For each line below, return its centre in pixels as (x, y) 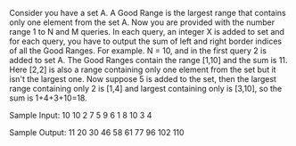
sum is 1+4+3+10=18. (48, 98)
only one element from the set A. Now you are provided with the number (142, 22)
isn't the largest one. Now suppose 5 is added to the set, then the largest (143, 79)
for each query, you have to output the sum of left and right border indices (146, 41)
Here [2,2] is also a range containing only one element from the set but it (143, 69)
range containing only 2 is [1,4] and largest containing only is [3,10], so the (146, 89)
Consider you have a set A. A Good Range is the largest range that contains (148, 13)
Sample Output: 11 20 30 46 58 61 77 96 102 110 (97, 132)
